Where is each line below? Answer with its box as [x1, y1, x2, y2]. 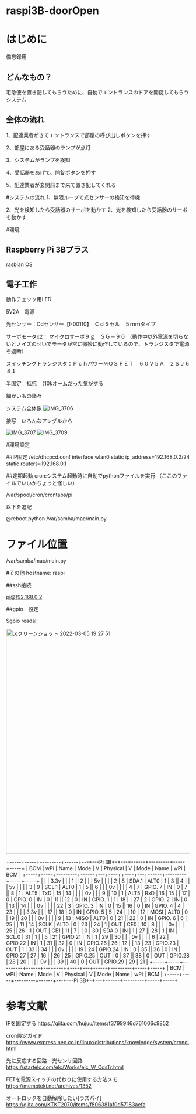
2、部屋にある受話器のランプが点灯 [6, 144, 92, 151]
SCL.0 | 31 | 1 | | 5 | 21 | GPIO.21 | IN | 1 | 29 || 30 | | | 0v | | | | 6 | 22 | [6, 934, 169, 941]
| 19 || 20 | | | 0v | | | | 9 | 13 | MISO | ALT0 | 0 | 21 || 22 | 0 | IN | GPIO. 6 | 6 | [6, 915, 187, 922]
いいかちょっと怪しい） [21, 479, 78, 487]
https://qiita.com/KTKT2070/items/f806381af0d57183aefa [6, 1101, 146, 1108]
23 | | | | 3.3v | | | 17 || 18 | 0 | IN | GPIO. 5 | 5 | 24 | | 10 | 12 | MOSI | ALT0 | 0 [6, 908, 188, 915]
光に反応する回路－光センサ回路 [6, 1057, 83, 1064]
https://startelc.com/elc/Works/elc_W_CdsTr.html [6, 1064, 124, 1071]
